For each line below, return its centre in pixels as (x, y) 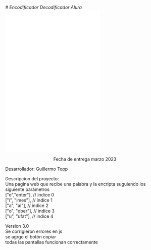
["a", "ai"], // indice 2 (27, 206)
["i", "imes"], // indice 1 (29, 200)
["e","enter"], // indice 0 (30, 195)
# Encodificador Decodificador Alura (44, 7)
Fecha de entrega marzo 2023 (85, 159)
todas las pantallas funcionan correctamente (52, 242)
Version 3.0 (17, 226)
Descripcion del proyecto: (32, 179)
